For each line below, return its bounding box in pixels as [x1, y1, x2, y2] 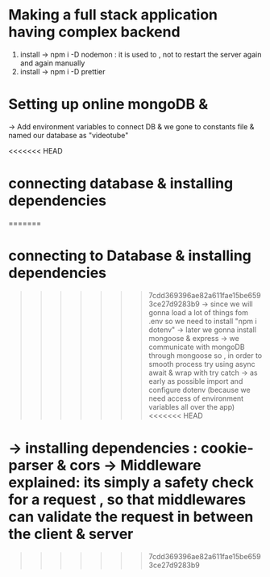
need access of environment [148, 394, 244, 403]
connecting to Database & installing [8, 246, 252, 264]
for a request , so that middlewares [8, 491, 247, 508]
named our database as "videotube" [8, 130, 129, 140]
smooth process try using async [148, 359, 255, 369]
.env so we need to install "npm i [148, 316, 257, 326]
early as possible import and [148, 376, 243, 385]
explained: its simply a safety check [8, 473, 254, 491]
